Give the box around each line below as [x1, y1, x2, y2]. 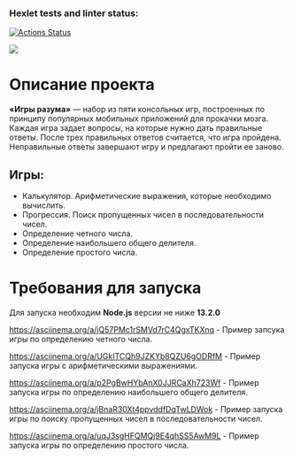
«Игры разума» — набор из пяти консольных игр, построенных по [9, 104, 266, 115]
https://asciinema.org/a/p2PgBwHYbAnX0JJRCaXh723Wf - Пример [9, 377, 259, 387]
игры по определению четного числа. [9, 333, 153, 344]
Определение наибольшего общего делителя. [21, 238, 197, 249]
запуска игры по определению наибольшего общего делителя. [9, 386, 248, 397]
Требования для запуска [9, 278, 202, 298]
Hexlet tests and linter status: [9, 7, 139, 19]
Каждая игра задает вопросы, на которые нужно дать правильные [9, 123, 263, 134]
